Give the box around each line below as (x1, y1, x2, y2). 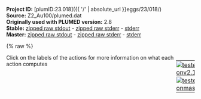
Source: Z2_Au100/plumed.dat (6, 12, 82, 19)
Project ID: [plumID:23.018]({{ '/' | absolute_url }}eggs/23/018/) (6, 6, 162, 13)
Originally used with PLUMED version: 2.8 (6, 18, 112, 25)
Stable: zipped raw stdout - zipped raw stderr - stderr (6, 24, 139, 32)
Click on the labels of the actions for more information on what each (6, 54, 174, 61)
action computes (6, 60, 48, 67)
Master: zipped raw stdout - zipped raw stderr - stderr (6, 31, 142, 38)
